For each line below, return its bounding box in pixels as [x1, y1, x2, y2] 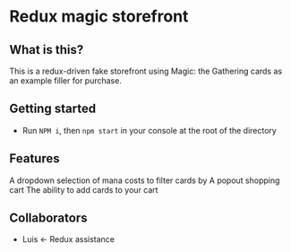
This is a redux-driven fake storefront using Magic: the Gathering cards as [9, 65, 283, 76]
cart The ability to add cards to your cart [9, 184, 158, 195]
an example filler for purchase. [9, 75, 123, 86]
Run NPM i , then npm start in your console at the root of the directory [21, 125, 278, 135]
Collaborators [9, 211, 88, 226]
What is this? [9, 42, 84, 57]
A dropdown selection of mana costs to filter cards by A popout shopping [9, 175, 280, 186]
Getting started [9, 101, 97, 117]
